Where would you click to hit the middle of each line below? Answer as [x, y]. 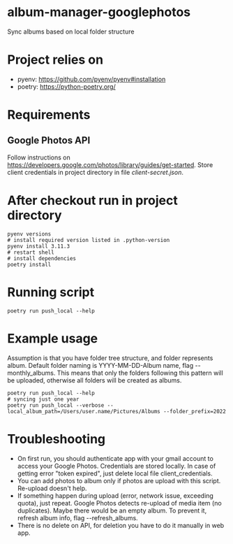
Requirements [49, 115]
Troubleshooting [57, 439]
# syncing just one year [43, 399]
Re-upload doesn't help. [52, 488]
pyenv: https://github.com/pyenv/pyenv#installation [91, 79]
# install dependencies [42, 258]
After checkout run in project [92, 201]
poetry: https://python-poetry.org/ [67, 86]
